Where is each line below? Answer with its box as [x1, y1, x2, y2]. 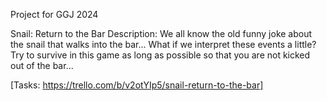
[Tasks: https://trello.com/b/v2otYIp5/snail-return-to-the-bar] [10, 79, 264, 91]
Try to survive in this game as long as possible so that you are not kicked [10, 49, 311, 61]
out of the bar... [10, 60, 74, 71]
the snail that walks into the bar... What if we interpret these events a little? [10, 39, 317, 50]
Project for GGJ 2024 [10, 9, 99, 20]
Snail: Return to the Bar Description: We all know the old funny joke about [10, 28, 313, 39]
